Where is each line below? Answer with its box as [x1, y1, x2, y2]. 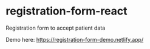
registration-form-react [5, 4, 128, 18]
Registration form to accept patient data [5, 24, 106, 31]
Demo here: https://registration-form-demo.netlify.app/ [5, 36, 144, 43]
